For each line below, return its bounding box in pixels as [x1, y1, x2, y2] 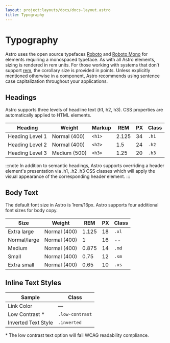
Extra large [8, 228, 34, 235]
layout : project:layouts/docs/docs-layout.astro [5, 7, 111, 13]
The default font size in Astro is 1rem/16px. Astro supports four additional [5, 202, 159, 208]
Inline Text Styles [5, 279, 62, 287]
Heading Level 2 [8, 141, 47, 148]
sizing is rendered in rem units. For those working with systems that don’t [5, 62, 160, 68]
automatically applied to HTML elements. [5, 112, 92, 118]
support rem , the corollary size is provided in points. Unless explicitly [5, 67, 151, 74]
